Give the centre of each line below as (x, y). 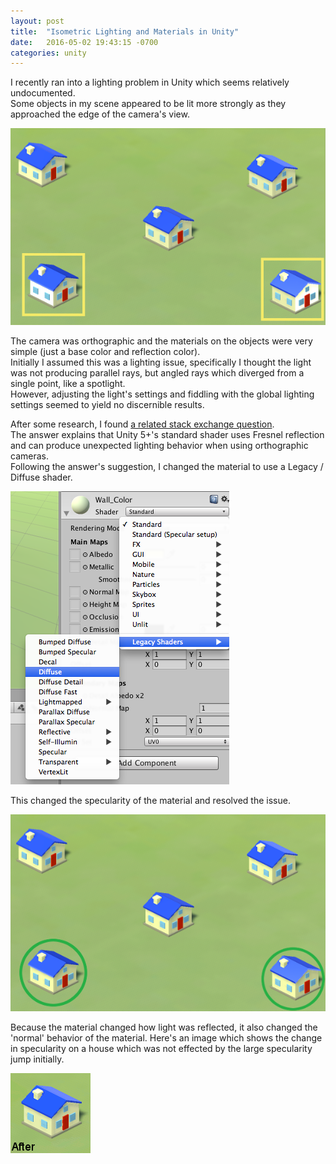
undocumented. (43, 93)
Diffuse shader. (41, 477)
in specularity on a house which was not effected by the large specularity (161, 1049)
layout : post (37, 21)
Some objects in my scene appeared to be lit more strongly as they (148, 104)
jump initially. (37, 1059)
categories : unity (48, 53)
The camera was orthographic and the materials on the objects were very (161, 341)
